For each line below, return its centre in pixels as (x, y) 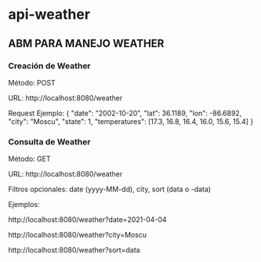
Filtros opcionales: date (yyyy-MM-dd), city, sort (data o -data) (110, 189)
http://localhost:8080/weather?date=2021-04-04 (87, 220)
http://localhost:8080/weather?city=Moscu (78, 235)
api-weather (49, 15)
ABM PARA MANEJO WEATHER (86, 44)
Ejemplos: (24, 205)
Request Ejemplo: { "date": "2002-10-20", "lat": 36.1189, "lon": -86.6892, (125, 113)
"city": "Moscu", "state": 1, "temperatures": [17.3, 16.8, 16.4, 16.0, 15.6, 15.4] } (131, 121)
